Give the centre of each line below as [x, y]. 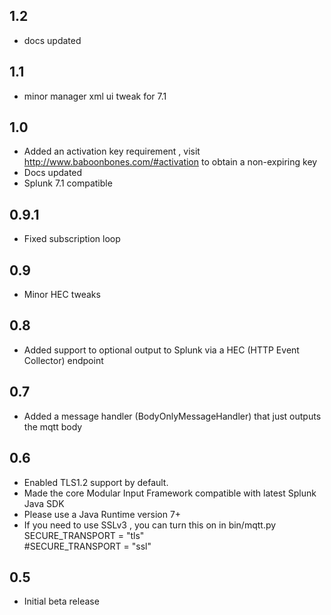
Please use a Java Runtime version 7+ [102, 514]
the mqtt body [53, 426]
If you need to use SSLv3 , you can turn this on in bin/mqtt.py [150, 525]
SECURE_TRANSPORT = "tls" [84, 535]
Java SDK [44, 503]
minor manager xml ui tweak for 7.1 [95, 96]
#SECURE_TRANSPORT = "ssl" [87, 546]
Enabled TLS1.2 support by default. [96, 482]
